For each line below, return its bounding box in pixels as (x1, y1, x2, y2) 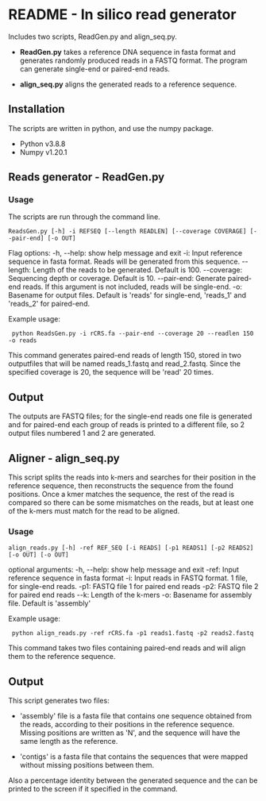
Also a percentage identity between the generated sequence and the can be (8, 776, 258, 785)
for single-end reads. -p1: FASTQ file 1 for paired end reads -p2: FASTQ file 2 (8, 582, 259, 591)
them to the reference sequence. (8, 652, 116, 661)
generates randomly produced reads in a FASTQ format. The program (19, 56, 248, 65)
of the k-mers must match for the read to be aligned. (8, 506, 180, 516)
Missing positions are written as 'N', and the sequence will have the (19, 728, 241, 737)
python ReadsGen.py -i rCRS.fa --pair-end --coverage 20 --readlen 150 (11, 329, 254, 338)
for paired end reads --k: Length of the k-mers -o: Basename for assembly (8, 590, 253, 600)
